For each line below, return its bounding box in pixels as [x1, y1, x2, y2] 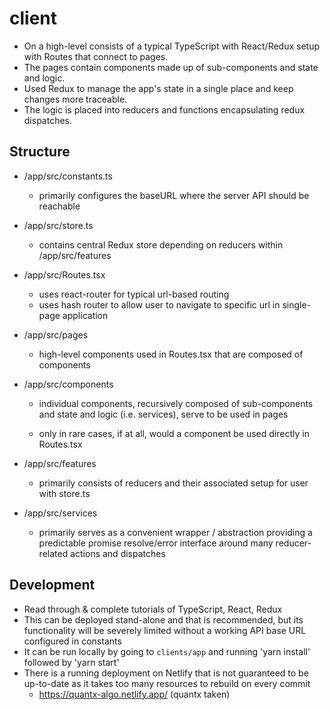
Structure [9, 143, 71, 161]
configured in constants [23, 635, 122, 647]
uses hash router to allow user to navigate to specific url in [38, 298, 281, 311]
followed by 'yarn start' [23, 656, 120, 668]
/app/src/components [23, 378, 114, 390]
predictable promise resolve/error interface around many [38, 537, 274, 549]
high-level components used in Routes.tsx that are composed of [38, 348, 304, 360]
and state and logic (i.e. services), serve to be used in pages [38, 408, 289, 420]
